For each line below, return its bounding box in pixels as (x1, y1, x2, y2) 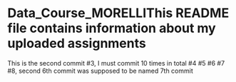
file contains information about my (7, 20, 216, 36)
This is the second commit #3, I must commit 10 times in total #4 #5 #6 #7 (7, 58, 225, 67)
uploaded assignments (7, 36, 146, 51)
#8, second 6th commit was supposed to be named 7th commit (7, 66, 194, 75)
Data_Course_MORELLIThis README (7, 5, 230, 21)
